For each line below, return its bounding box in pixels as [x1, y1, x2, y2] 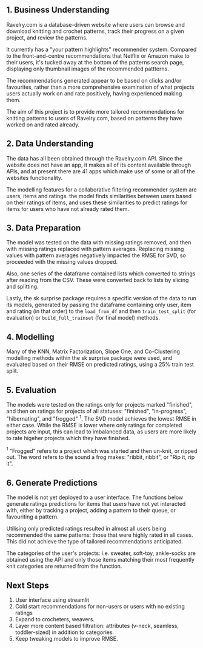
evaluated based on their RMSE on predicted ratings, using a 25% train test [6, 361, 194, 368]
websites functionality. [6, 174, 62, 181]
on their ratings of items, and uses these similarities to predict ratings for [6, 199, 188, 206]
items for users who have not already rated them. [6, 205, 129, 212]
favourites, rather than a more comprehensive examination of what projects [6, 83, 195, 91]
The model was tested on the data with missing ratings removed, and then [6, 239, 191, 246]
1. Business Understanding [6, 5, 110, 15]
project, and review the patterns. [6, 33, 88, 41]
